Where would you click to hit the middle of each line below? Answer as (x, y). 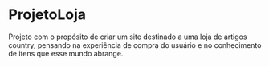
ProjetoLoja (47, 15)
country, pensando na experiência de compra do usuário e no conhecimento (135, 45)
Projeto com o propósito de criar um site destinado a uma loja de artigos (128, 37)
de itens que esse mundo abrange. (66, 53)
